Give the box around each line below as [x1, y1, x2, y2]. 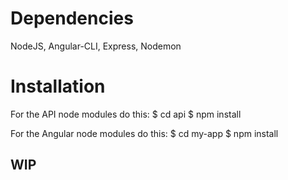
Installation [10, 75, 106, 98]
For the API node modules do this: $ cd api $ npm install [10, 108, 242, 120]
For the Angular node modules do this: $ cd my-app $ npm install [10, 127, 279, 139]
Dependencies [10, 7, 134, 30]
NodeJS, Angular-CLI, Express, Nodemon [10, 40, 182, 52]
